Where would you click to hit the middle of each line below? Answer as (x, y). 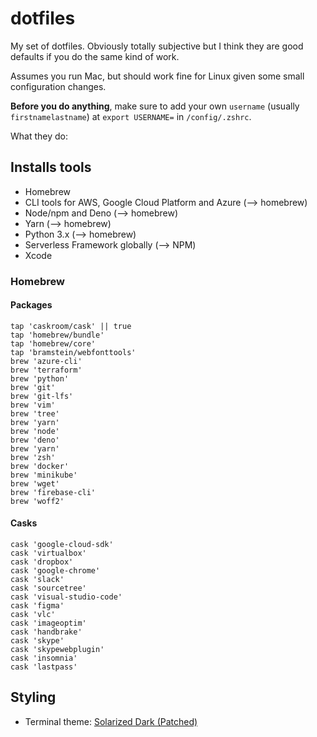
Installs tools (51, 167)
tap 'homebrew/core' (53, 343)
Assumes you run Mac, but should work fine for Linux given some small (157, 76)
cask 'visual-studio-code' (66, 597)
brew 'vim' (33, 405)
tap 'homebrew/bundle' (57, 335)
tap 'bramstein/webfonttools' (73, 352)
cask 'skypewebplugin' (57, 650)
